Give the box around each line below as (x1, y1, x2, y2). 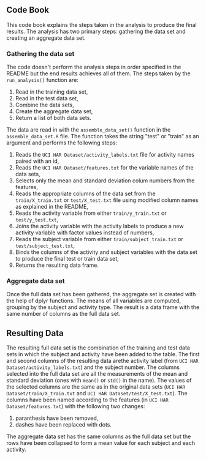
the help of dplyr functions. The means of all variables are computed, (6, 297, 181, 305)
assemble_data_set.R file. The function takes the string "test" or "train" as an (6, 133, 199, 140)
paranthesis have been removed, (15, 414, 99, 422)
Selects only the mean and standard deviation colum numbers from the (15, 177, 195, 184)
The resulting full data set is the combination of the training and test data (6, 344, 190, 351)
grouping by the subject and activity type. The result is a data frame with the (6, 304, 200, 311)
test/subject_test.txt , (15, 242, 75, 250)
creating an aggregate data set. (6, 34, 86, 42)
